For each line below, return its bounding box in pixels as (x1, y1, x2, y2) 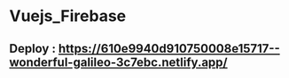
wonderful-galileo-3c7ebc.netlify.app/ (9, 54, 228, 69)
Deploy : (9, 41, 56, 56)
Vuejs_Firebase (9, 6, 127, 26)
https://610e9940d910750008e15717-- (58, 41, 281, 56)
